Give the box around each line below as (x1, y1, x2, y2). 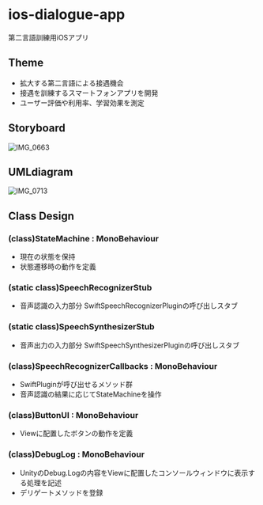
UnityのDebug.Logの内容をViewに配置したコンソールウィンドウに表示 (19, 468, 249, 477)
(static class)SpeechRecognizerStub (8, 282, 152, 293)
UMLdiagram (8, 165, 73, 179)
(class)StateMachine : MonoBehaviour (8, 233, 160, 244)
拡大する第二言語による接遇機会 (19, 78, 124, 88)
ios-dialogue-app (8, 6, 126, 24)
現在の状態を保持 (19, 252, 76, 262)
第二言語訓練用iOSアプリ (8, 32, 89, 42)
